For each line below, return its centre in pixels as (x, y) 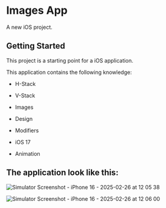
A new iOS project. (29, 27)
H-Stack (25, 84)
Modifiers (27, 130)
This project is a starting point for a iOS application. (70, 60)
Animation (27, 153)
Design (24, 118)
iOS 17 (23, 142)
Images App (37, 11)
